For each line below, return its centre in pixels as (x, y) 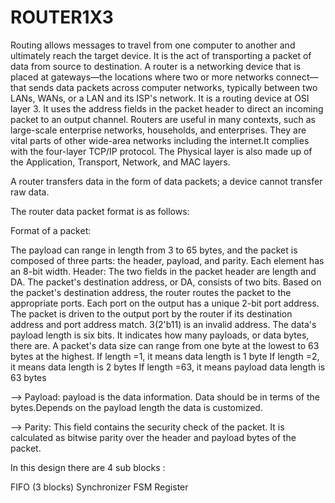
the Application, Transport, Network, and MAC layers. (120, 162)
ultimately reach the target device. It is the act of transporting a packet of (161, 55)
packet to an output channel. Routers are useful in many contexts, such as (163, 119)
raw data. (30, 192)
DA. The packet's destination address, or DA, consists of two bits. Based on (166, 282)
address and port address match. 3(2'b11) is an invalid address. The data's (163, 324)
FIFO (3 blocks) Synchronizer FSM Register (99, 487)
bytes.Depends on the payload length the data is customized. (136, 407)
